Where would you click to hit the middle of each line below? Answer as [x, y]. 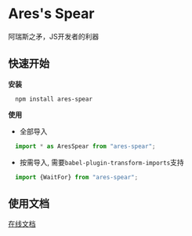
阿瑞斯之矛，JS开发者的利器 [54, 36]
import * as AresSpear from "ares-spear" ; [85, 146]
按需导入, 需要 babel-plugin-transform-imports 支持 [101, 162]
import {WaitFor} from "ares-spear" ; [77, 177]
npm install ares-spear [54, 99]
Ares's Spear [51, 14]
